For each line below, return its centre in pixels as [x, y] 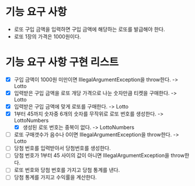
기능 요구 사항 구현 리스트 [62, 62]
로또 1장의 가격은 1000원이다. [47, 36]
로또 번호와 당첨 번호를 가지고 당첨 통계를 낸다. [67, 170]
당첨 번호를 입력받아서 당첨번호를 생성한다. [62, 148]
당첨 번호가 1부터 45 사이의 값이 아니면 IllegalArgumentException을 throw [99, 156]
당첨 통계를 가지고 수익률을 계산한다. [55, 177]
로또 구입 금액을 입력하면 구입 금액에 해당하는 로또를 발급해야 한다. [89, 29]
